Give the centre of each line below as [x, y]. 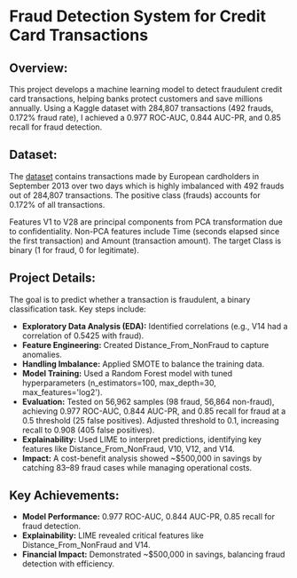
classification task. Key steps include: [78, 309]
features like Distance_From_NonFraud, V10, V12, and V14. [128, 448]
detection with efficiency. [68, 564]
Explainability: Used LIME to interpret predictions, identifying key [141, 439]
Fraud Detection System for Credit [138, 16]
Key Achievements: [64, 496]
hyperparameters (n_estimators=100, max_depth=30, [119, 383]
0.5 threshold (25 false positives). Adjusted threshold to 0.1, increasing [150, 420]
